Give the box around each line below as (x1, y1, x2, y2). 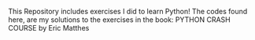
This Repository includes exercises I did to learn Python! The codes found (8, 7, 248, 16)
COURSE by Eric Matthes (8, 24, 90, 32)
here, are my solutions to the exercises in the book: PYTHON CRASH (8, 15, 231, 24)
